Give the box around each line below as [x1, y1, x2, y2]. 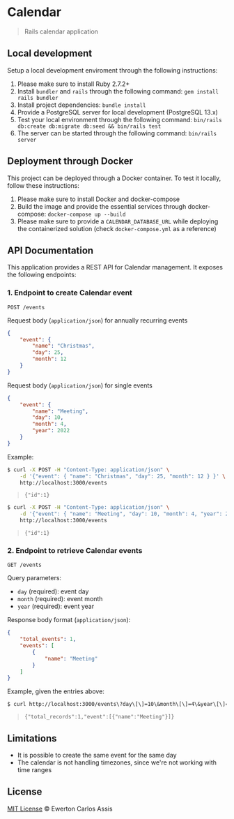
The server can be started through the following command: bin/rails [17, 128, 217, 137]
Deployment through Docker [7, 155, 134, 168]
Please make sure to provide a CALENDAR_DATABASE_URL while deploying [17, 217, 219, 226]
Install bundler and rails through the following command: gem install [17, 87, 219, 95]
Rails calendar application [24, 27, 99, 36]
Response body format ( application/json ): [7, 616, 131, 624]
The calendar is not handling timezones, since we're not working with [17, 758, 217, 767]
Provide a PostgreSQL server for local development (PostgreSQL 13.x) [17, 108, 218, 116]
